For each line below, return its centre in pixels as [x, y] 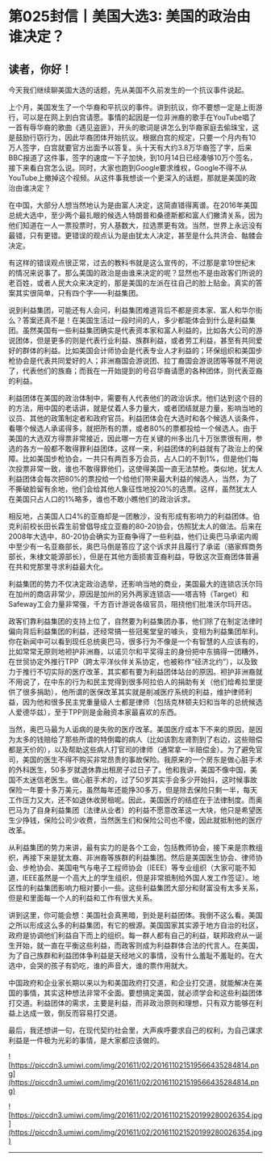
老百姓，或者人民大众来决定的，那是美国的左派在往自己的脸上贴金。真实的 [132, 283]
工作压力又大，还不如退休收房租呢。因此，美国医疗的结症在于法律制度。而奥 [135, 800]
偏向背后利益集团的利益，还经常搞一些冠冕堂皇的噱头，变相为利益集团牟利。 [135, 631]
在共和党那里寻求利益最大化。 [58, 567]
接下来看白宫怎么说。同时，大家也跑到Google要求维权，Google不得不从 [128, 168]
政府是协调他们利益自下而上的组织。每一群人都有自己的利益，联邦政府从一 [132, 935]
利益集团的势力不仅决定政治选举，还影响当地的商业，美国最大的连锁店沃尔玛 [135, 584]
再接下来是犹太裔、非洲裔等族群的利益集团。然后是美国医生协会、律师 [139, 858]
